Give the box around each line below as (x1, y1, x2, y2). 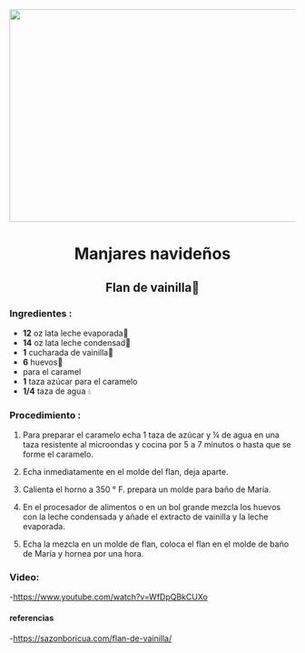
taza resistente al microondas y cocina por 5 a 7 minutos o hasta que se (22, 439, 292, 450)
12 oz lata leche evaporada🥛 (22, 327, 129, 338)
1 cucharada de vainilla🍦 (22, 347, 113, 357)
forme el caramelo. (22, 449, 93, 460)
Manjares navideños (74, 244, 231, 265)
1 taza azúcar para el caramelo (22, 376, 138, 387)
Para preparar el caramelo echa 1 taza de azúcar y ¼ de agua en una (22, 429, 280, 440)
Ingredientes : (9, 306, 73, 319)
